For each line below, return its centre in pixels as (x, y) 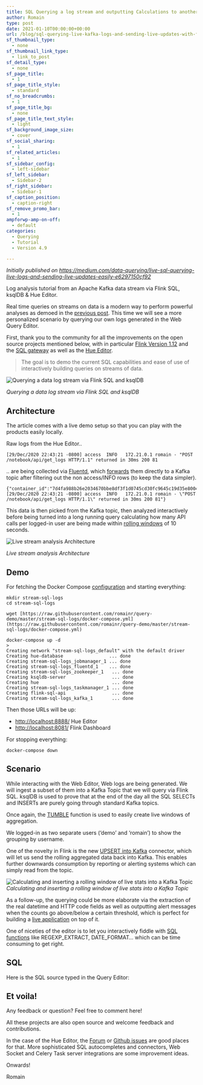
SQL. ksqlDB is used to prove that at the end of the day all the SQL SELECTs (101, 796)
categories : (21, 231)
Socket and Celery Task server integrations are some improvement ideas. (98, 1054)
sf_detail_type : (27, 62)
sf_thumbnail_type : (31, 40)
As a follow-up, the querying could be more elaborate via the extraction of (98, 900)
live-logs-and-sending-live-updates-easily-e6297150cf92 (79, 277)
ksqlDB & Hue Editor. (32, 295)
